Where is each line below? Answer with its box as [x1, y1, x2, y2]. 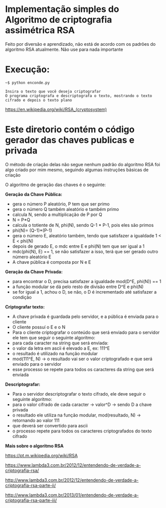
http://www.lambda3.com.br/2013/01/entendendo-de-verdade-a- [5, 492, 139, 498]
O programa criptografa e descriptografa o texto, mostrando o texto [5, 93, 153, 98]
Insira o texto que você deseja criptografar [5, 89, 101, 94]
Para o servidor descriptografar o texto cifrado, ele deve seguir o [12, 391, 146, 397]
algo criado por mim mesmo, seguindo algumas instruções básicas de [5, 167, 149, 173]
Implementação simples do [5, 3, 119, 15]
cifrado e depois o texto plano [5, 98, 72, 102]
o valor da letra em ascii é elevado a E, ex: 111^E [12, 345, 110, 351]
